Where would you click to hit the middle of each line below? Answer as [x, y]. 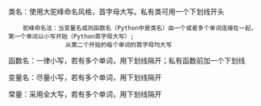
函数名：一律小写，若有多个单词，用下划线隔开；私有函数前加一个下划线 [127, 61]
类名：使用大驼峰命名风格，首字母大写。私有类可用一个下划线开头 [116, 11]
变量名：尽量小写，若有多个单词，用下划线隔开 [85, 77]
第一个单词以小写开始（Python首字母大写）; [71, 36]
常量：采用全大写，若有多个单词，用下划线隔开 [85, 94]
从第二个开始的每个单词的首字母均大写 [119, 45]
